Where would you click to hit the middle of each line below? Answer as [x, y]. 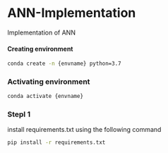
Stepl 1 [19, 114]
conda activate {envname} [45, 97]
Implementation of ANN [42, 32]
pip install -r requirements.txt [56, 142]
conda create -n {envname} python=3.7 [64, 64]
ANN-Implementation [72, 13]
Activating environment [49, 81]
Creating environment [40, 49]
